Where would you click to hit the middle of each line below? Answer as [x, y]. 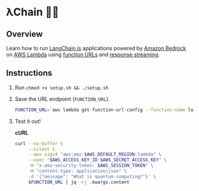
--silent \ [42, 149]
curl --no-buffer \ [39, 144]
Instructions [29, 73]
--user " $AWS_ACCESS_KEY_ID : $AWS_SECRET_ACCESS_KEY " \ [97, 160]
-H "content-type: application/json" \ [78, 171]
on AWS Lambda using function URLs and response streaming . [83, 55]
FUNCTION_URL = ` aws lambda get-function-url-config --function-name [100, 110]
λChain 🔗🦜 [33, 12]
